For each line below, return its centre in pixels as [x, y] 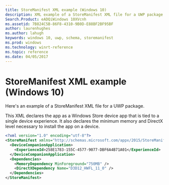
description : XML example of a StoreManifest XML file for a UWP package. [85, 15]
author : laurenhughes [28, 29]
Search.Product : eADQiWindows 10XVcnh [46, 19]
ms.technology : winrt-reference [39, 47]
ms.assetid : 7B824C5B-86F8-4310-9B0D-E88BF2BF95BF [59, 24]
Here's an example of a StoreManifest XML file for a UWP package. [75, 106]
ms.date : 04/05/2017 [27, 57]
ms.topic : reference [27, 52]
